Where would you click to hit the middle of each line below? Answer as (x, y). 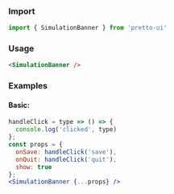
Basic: (19, 105)
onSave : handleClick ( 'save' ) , (66, 152)
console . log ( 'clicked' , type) (66, 130)
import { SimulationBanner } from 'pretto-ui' (88, 28)
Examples (28, 86)
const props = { (35, 145)
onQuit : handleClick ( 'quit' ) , (66, 159)
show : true (34, 167)
